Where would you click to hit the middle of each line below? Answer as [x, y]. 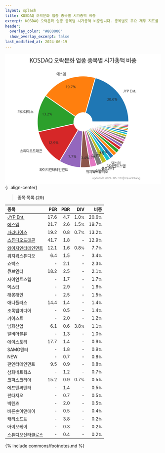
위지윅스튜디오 [21, 255]
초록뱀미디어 [19, 310]
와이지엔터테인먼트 [25, 248]
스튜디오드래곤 [21, 240]
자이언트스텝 [19, 279]
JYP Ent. [16, 217]
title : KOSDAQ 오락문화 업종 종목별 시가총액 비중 [50, 16]
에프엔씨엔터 [19, 388]
